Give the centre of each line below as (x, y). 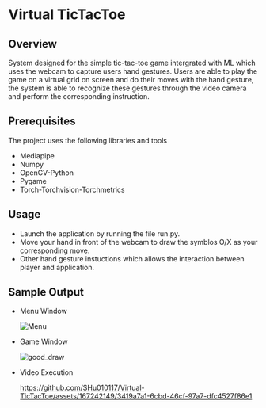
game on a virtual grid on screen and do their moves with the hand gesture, (131, 80)
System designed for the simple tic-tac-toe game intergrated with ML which (132, 63)
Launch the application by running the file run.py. (100, 233)
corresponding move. (55, 250)
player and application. (57, 267)
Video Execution (46, 372)
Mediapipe (37, 155)
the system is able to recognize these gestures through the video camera (127, 88)
